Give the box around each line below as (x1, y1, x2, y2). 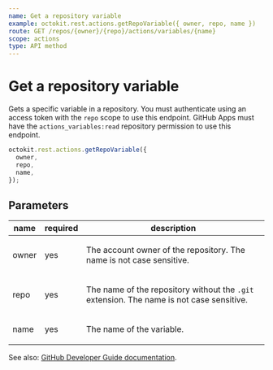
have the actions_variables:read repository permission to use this (8, 121, 232, 131)
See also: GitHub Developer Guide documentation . (8, 353, 177, 363)
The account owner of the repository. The (85, 245, 245, 256)
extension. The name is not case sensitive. (85, 294, 248, 306)
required (44, 223, 79, 234)
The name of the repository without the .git (85, 284, 254, 295)
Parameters (8, 198, 69, 212)
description (150, 223, 197, 234)
